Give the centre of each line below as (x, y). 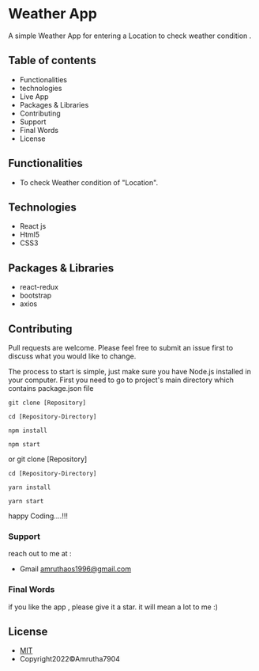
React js (33, 226)
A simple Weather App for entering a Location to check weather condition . (130, 36)
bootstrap (36, 296)
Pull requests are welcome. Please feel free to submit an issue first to (121, 348)
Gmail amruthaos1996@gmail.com (75, 569)
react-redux (39, 287)
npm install (28, 430)
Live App (34, 97)
